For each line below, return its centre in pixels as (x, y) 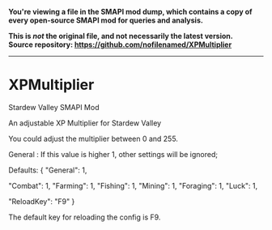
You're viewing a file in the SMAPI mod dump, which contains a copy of (130, 12)
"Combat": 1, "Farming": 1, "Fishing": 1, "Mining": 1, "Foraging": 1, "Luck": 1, (133, 185)
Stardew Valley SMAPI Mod (54, 107)
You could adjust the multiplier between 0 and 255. (93, 138)
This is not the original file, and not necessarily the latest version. (121, 36)
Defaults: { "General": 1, (48, 170)
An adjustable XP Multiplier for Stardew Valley (85, 123)
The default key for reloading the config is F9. (85, 217)
